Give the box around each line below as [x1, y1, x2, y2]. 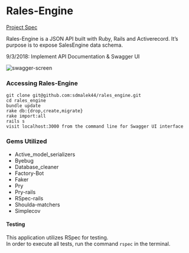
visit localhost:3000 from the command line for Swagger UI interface [6, 124, 184, 129]
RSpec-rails [14, 194, 44, 202]
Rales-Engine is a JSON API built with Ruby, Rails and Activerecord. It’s [6, 35, 178, 42]
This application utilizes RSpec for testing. [6, 233, 109, 241]
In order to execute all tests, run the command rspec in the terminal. [6, 240, 171, 247]
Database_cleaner [14, 163, 59, 170]
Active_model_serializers [14, 151, 76, 158]
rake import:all [6, 113, 46, 119]
